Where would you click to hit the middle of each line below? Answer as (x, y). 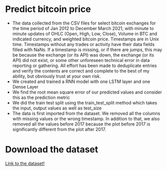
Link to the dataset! (25, 163)
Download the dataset (52, 150)
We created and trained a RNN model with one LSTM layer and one (81, 81)
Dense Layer (25, 86)
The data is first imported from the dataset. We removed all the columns (86, 113)
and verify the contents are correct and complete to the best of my (81, 70)
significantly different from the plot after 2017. (59, 129)
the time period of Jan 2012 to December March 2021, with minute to (83, 28)
